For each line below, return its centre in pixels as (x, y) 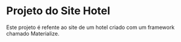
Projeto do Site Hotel (58, 11)
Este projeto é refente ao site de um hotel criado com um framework (90, 27)
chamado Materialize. (33, 33)
